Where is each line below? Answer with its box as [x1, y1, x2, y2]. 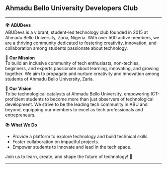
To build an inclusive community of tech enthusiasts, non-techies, [5, 60, 140, 66]
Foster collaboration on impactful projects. [12, 139, 99, 145]
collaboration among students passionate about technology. [5, 45, 128, 51]
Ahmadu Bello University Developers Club [5, 4, 138, 12]
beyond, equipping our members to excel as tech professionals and [5, 106, 143, 112]
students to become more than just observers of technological [25, 96, 154, 102]
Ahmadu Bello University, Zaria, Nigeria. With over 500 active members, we [5, 34, 160, 40]
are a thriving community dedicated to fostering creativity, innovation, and [5, 40, 157, 46]
